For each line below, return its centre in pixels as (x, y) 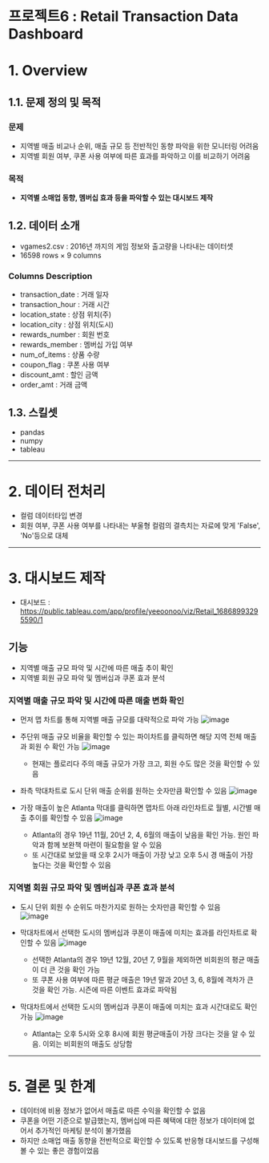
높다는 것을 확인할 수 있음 (72, 865)
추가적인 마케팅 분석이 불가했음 (83, 1130)
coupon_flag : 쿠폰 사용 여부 (65, 365)
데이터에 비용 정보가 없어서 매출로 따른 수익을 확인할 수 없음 (113, 1110)
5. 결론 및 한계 (52, 1086)
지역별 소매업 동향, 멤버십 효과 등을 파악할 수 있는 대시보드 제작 (116, 198)
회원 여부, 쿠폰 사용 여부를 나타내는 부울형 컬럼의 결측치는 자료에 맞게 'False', (140, 525)
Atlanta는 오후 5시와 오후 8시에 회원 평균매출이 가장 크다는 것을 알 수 (139, 1033)
